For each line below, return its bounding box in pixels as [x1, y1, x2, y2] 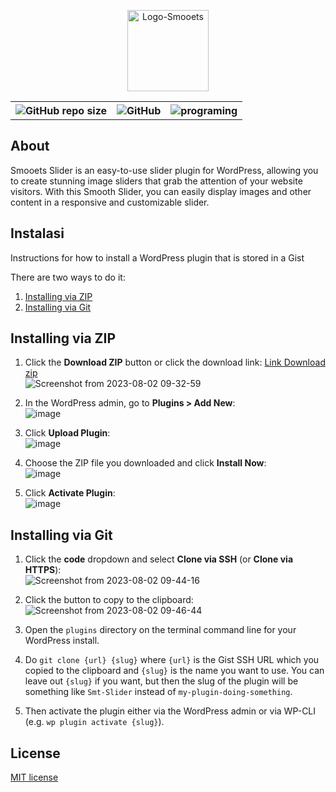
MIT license [10, 771, 59, 784]
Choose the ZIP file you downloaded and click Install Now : [24, 457, 267, 469]
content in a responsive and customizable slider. [10, 196, 210, 208]
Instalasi [10, 225, 65, 242]
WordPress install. [24, 635, 100, 647]
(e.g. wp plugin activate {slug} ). [24, 716, 165, 728]
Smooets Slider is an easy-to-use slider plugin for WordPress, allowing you [10, 164, 319, 176]
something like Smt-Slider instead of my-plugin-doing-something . [24, 686, 293, 698]
